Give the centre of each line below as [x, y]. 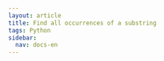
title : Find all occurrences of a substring [82, 23]
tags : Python [30, 30]
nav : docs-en [37, 45]
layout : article [35, 15]
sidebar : [22, 38]
